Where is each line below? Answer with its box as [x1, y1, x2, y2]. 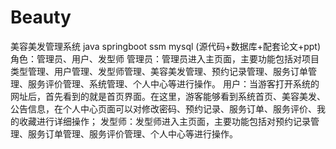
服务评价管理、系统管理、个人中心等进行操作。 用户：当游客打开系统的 [27, 77, 320, 90]
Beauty [10, 6, 72, 29]
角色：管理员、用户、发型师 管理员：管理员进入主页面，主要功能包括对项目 [10, 52, 320, 65]
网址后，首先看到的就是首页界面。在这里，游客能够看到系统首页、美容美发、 [10, 90, 326, 102]
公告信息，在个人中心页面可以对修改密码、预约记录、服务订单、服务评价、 [10, 102, 317, 115]
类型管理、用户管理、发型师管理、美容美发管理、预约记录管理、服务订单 [10, 65, 308, 77]
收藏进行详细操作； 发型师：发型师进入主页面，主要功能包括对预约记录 [18, 115, 311, 127]
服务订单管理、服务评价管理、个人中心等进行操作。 [27, 127, 238, 140]
